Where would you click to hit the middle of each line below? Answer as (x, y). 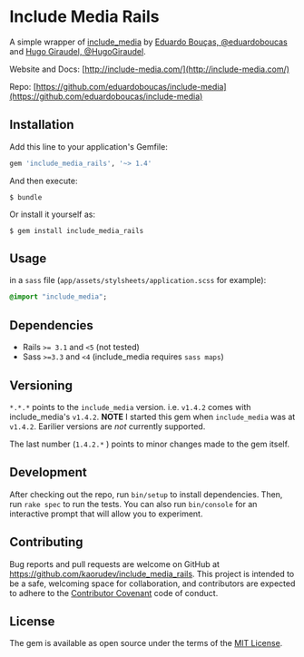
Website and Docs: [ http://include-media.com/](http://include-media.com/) (150, 69)
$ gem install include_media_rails (77, 230)
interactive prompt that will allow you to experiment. (106, 514)
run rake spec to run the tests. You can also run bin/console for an (133, 504)
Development (49, 472)
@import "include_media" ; (58, 297)
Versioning (41, 385)
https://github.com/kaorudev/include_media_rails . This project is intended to (152, 574)
